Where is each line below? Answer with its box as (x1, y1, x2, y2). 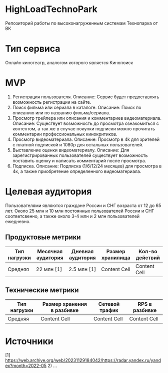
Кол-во (138, 248, 157, 255)
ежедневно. (5, 218, 31, 224)
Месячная (37, 248, 63, 255)
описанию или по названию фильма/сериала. (12, 109, 110, 116)
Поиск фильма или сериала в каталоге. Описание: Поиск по (12, 104, 141, 110)
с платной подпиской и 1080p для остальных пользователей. (12, 141, 143, 147)
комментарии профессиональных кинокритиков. (12, 131, 117, 137)
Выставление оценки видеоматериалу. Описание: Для (12, 147, 129, 153)
